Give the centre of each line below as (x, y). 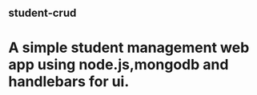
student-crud (42, 13)
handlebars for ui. (69, 81)
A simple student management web (129, 47)
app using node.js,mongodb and (118, 64)
